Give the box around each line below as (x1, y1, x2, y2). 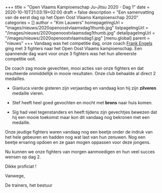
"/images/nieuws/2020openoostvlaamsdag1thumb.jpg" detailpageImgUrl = (5, 30, 155, 36)
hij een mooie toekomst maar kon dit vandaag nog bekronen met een (12, 115, 150, 120)
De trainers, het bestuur (5, 182, 52, 188)
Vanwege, (5, 173, 25, 178)
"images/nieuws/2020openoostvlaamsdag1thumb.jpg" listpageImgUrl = (5, 25, 149, 31)
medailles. (5, 76, 26, 81)
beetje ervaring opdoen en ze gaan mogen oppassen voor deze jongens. (5, 139, 151, 145)
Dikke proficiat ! (5, 163, 37, 169)
